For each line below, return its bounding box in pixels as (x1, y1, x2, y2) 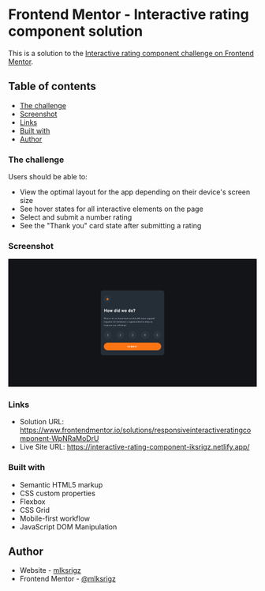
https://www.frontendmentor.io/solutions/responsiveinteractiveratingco (19, 425, 252, 435)
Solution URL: (19, 417, 65, 427)
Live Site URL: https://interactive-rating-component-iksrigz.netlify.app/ (19, 442, 250, 452)
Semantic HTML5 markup (19, 480, 103, 489)
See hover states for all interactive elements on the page (19, 204, 203, 214)
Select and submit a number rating (19, 213, 132, 222)
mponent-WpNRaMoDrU (19, 434, 99, 443)
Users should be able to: (8, 172, 88, 182)
